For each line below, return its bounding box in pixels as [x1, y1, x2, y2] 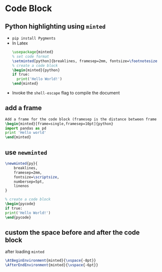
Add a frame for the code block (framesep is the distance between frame [5, 117, 157, 122]
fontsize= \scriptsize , [14, 175, 59, 179]
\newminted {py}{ [5, 161, 38, 166]
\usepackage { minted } [12, 49, 54, 54]
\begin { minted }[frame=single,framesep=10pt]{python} [5, 121, 114, 126]
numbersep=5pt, [14, 179, 44, 184]
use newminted [5, 148, 47, 157]
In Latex [12, 40, 28, 46]
